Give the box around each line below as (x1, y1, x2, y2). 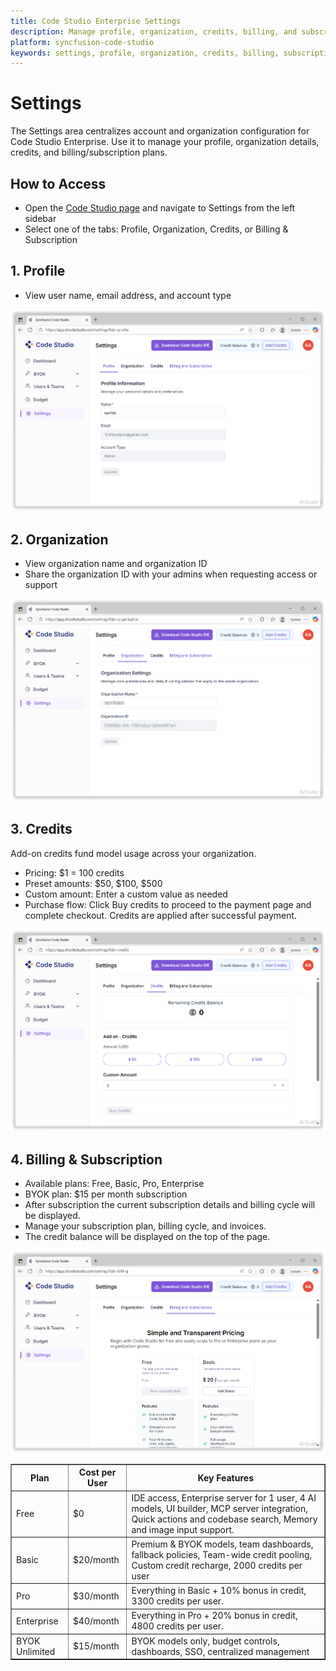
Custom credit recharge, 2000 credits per (131, 1559, 303, 1571)
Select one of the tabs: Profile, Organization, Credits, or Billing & (24, 223, 289, 235)
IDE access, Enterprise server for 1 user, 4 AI (131, 1491, 317, 1504)
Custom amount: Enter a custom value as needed (24, 888, 228, 900)
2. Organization (10, 531, 109, 548)
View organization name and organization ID (24, 558, 208, 570)
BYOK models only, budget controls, (131, 1635, 280, 1647)
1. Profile (10, 263, 66, 280)
